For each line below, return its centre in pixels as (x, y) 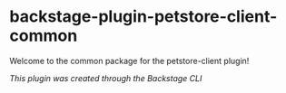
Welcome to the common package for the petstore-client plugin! (129, 60)
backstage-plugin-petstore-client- (143, 17)
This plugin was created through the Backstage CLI (106, 78)
